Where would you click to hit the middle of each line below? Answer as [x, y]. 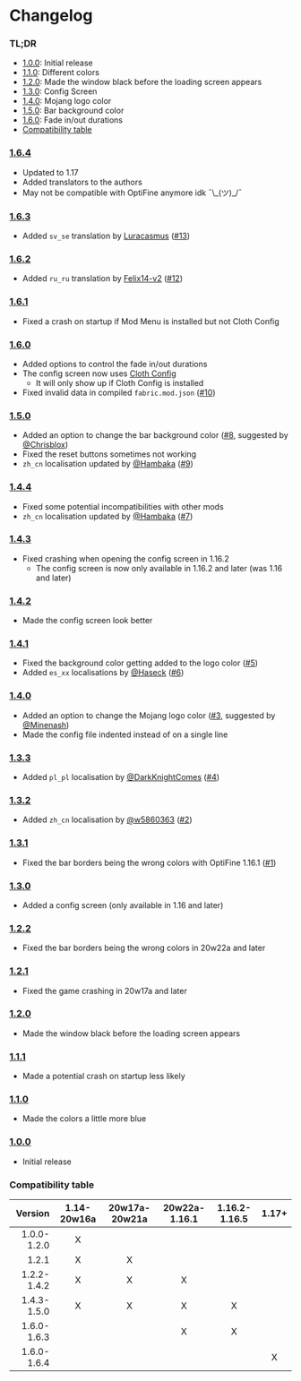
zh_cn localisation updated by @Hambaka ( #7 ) [107, 516]
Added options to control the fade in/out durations [115, 364]
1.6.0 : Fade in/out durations [73, 120]
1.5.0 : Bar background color [73, 111]
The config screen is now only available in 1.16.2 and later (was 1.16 [159, 568]
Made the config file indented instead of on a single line [125, 734]
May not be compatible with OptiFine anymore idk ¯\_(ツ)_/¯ [132, 193]
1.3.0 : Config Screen [60, 91]
